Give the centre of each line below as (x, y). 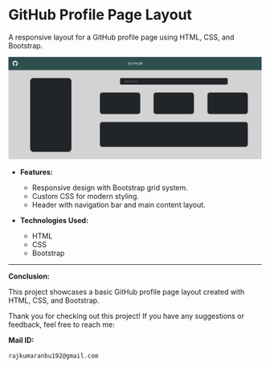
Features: (37, 172)
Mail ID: (21, 341)
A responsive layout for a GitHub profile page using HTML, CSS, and (121, 37)
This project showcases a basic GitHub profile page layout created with (127, 292)
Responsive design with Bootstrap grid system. (110, 188)
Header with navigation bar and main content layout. (119, 205)
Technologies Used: (54, 221)
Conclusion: (29, 276)
